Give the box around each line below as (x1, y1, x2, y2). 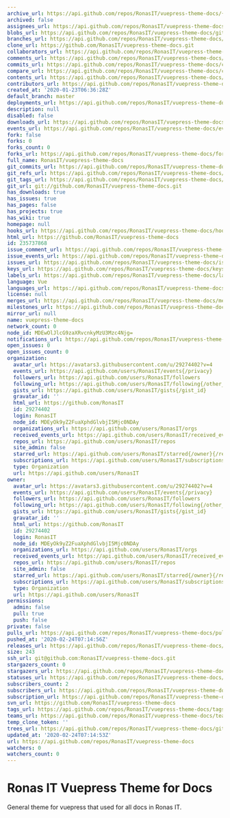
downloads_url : (7, 118, 51, 126)
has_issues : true (7, 195, 57, 203)
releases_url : (7, 642, 48, 649)
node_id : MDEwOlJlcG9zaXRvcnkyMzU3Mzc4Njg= (7, 329, 133, 337)
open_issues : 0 (7, 342, 51, 349)
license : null (7, 291, 48, 298)
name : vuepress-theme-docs (7, 317, 84, 323)
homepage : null (7, 220, 51, 227)
